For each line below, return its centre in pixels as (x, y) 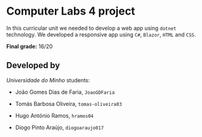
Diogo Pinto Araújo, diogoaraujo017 (60, 127)
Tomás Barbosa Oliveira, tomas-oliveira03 (68, 104)
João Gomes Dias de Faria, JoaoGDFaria (65, 92)
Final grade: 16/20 (30, 46)
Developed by (33, 65)
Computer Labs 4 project (71, 11)
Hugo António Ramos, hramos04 (54, 115)
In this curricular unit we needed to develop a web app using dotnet (92, 28)
